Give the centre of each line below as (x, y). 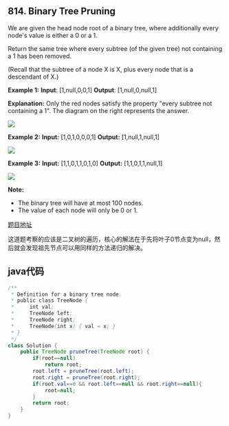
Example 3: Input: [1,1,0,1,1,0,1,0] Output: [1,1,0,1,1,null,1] (85, 163)
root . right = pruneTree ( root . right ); (86, 377)
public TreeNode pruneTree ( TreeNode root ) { (85, 352)
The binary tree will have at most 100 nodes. (80, 203)
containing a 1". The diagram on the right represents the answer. (99, 110)
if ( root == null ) (54, 358)
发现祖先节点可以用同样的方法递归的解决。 (86, 247)
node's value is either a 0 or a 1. (53, 35)
